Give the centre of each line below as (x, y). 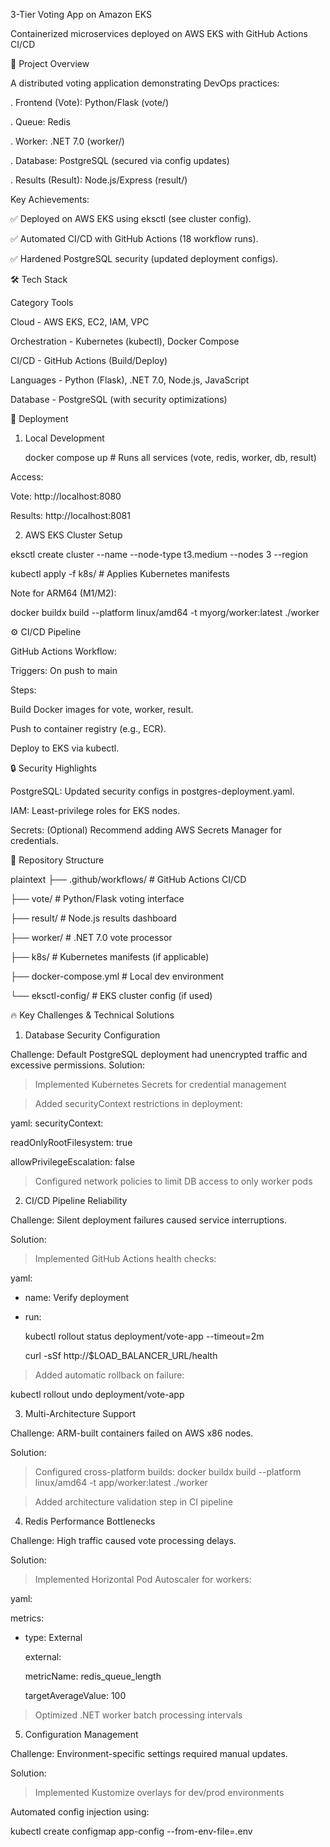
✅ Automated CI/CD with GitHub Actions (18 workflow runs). (134, 238)
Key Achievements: (50, 199)
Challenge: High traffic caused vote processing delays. (123, 1540)
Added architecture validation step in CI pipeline (133, 1502)
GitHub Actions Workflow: (64, 651)
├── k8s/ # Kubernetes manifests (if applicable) (110, 957)
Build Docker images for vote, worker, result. (102, 709)
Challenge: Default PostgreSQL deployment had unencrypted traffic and (159, 1054)
